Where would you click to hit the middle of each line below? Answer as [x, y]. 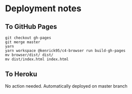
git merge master [23, 42]
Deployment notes [43, 9]
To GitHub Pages [31, 27]
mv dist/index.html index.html [37, 59]
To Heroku [21, 74]
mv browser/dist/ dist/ [29, 55]
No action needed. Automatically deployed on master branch [66, 86]
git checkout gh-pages [28, 38]
